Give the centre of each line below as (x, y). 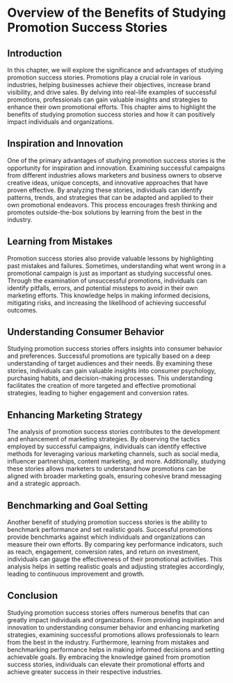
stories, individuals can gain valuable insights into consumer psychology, (112, 371)
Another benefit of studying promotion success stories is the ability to (107, 522)
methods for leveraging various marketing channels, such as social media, (114, 454)
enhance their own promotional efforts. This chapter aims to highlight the (112, 107)
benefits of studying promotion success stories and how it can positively (111, 114)
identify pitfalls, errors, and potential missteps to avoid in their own (103, 288)
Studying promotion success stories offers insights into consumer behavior (115, 349)
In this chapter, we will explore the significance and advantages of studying (115, 70)
